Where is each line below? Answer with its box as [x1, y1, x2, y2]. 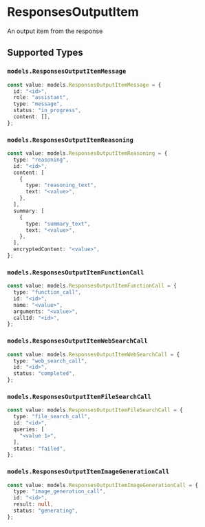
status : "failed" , [13, 445, 67, 452]
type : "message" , [13, 100, 63, 107]
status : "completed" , [13, 370, 76, 377]
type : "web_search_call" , [13, 357, 88, 365]
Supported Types [7, 47, 84, 58]
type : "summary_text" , [25, 220, 91, 227]
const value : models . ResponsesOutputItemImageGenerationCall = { [7, 482, 198, 488]
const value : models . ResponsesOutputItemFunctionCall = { [7, 283, 177, 290]
